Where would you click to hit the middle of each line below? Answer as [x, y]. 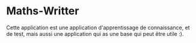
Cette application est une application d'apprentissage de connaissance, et [98, 27]
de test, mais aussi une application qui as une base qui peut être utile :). [95, 33]
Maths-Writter [43, 11]
